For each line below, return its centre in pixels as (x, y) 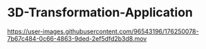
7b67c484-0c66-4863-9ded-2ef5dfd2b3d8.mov (77, 38)
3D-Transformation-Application (100, 13)
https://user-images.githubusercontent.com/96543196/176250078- (103, 31)
